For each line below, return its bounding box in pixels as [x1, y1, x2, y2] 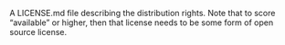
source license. [9, 27, 67, 37]
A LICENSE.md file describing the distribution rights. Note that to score [9, 8, 276, 18]
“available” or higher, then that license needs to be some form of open [9, 17, 274, 28]
